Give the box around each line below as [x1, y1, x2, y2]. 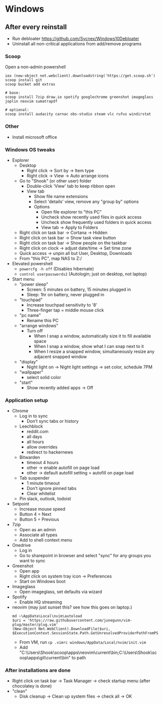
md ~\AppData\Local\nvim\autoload [12, 614, 82, 619]
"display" [19, 359, 38, 364]
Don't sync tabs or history [26, 418, 79, 424]
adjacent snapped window [34, 354, 87, 360]
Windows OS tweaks [5, 146, 55, 153]
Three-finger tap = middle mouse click [26, 307, 104, 313]
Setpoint [12, 501, 29, 507]
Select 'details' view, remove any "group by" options [34, 199, 139, 204]
